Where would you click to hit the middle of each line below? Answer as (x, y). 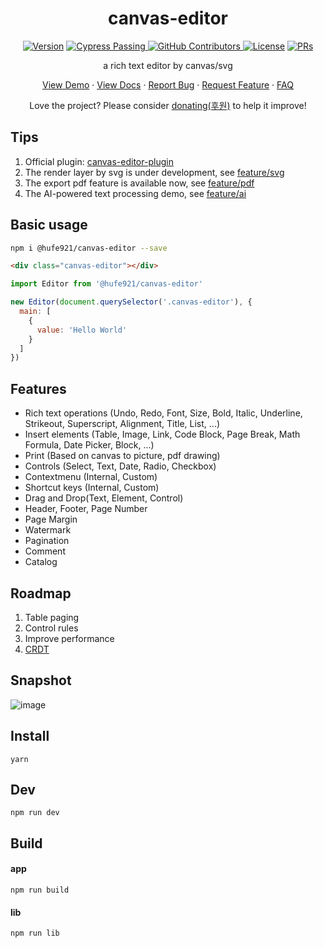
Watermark (48, 530)
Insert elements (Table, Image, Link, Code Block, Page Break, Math (162, 434)
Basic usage (49, 225)
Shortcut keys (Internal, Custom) (92, 488)
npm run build (40, 890)
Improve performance (69, 638)
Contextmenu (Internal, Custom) (91, 477)
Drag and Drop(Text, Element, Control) (104, 498)
